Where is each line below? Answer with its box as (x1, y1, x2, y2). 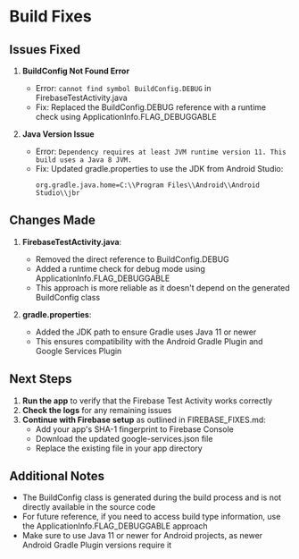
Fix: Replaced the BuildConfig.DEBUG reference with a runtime (35, 102, 266, 113)
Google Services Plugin (35, 345, 122, 356)
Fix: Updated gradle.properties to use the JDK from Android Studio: (35, 164, 284, 174)
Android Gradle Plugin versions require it (21, 539, 172, 551)
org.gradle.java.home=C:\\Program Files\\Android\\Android (35, 181, 261, 190)
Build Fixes (9, 6, 92, 27)
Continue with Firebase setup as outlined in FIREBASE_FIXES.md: (21, 414, 266, 425)
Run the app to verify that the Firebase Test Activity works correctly (21, 395, 273, 406)
